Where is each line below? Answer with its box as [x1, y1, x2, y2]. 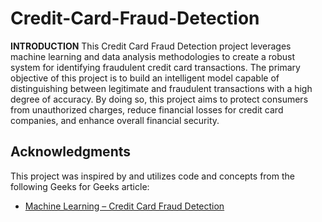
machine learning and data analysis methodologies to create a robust [10, 50, 296, 62]
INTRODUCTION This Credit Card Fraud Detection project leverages [10, 40, 292, 52]
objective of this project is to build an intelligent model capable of [10, 72, 280, 84]
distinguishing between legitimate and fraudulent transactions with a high [10, 82, 313, 94]
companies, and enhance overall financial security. [10, 114, 220, 126]
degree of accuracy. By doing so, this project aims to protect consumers [10, 93, 309, 105]
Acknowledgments [10, 143, 132, 161]
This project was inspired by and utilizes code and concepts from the [10, 170, 295, 182]
